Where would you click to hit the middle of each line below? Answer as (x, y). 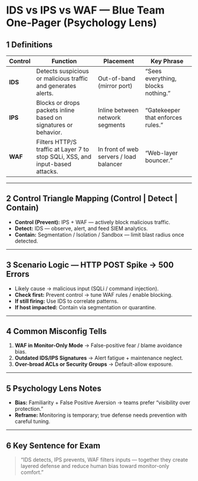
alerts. (45, 93)
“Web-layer (161, 153)
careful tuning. (32, 421)
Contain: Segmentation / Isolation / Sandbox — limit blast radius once (99, 234)
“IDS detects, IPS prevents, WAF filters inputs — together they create (104, 460)
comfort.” (32, 472)
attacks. (47, 171)
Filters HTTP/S (57, 142)
